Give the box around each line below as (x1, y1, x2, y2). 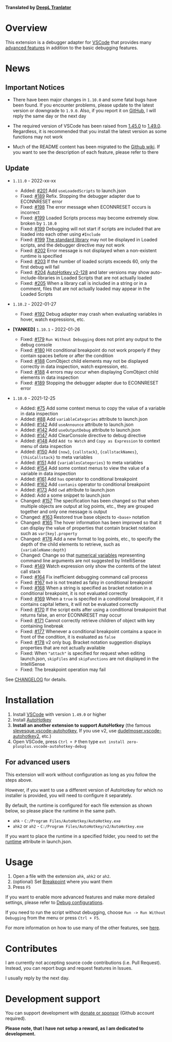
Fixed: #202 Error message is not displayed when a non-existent (20, 247, 157, 253)
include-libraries (20, 274, 55, 281)
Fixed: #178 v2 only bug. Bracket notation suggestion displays (20, 639, 152, 645)
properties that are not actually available (20, 644, 106, 650)
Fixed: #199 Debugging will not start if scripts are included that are (20, 226, 161, 232)
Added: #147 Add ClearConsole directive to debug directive (20, 432, 146, 438)
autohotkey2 (12, 733, 39, 739)
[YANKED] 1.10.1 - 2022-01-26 (12, 326, 80, 332)
